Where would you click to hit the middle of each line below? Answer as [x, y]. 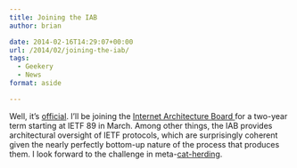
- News [29, 75]
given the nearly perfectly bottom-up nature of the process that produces [144, 144]
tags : [19, 59]
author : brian [36, 26]
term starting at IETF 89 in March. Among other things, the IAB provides [141, 125]
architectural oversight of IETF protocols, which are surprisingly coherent [144, 135]
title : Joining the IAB [54, 17]
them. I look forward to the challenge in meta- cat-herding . [116, 154]
